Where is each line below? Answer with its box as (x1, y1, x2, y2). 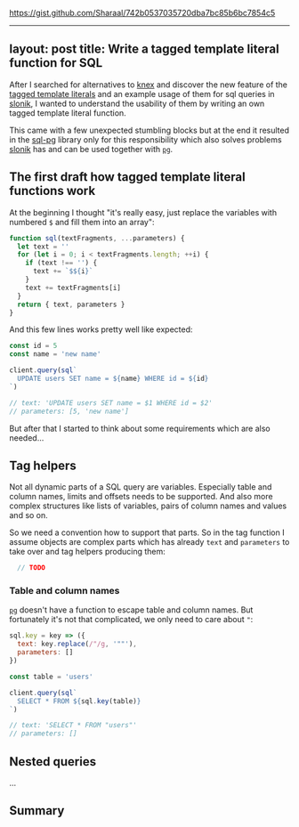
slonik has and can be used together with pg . (9, 143, 174, 154)
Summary (9, 803, 65, 818)
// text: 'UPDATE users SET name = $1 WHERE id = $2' (9, 398, 214, 408)
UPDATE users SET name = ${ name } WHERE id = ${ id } (17, 374, 209, 383)
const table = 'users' (9, 672, 93, 681)
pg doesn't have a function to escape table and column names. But (9, 604, 254, 615)
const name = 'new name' (9, 350, 101, 359)
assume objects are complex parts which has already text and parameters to (9, 537, 290, 547)
